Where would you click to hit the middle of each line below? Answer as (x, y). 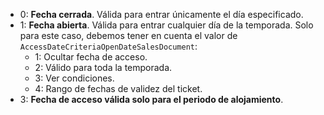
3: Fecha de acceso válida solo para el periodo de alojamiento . (151, 99)
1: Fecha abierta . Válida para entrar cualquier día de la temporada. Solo (166, 25)
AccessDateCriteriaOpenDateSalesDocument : (108, 46)
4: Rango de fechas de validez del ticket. (118, 88)
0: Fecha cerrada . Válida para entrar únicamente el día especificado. (161, 14)
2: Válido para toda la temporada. (103, 67)
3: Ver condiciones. (74, 78)
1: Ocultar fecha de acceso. (91, 57)
